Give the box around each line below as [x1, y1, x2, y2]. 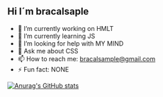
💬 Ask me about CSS [17, 46, 79, 55]
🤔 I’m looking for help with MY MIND [17, 39, 124, 48]
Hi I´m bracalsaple [7, 6, 89, 18]
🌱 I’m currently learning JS [17, 32, 96, 40]
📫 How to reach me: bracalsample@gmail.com [17, 54, 156, 63]
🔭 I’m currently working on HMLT [17, 24, 114, 32]
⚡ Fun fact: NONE [17, 65, 69, 73]
